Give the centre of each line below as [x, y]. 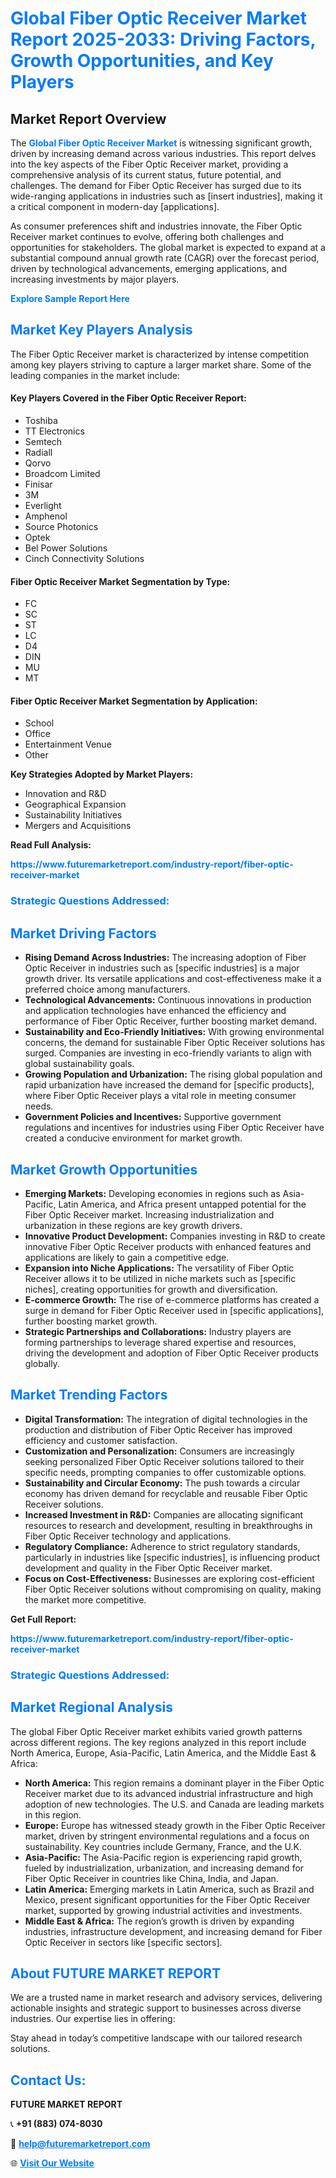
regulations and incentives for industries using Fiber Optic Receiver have [174, 1128]
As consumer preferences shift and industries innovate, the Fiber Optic [156, 226]
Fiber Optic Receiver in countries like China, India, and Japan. [151, 1878]
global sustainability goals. [79, 1064]
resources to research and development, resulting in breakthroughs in [168, 1525]
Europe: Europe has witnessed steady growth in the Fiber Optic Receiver [175, 1825]
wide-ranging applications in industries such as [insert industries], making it [166, 196]
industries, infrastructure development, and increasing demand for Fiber [173, 1931]
